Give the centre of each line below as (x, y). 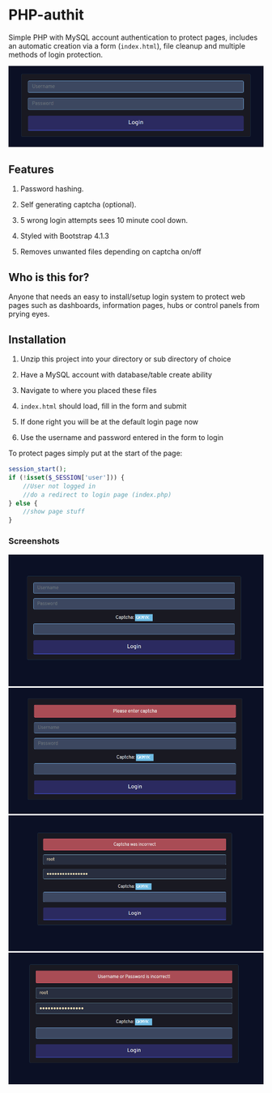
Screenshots (34, 541)
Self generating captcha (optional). (78, 205)
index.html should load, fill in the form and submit (103, 406)
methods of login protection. (56, 54)
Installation (37, 339)
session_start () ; (38, 469)
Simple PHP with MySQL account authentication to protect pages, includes (133, 37)
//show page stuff (54, 512)
